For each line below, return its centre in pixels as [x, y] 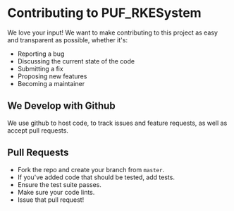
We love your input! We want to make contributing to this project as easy [113, 32]
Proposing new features [52, 76]
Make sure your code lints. [56, 192]
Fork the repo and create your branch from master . [91, 169]
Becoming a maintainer [51, 83]
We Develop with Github [61, 106]
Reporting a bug [41, 54]
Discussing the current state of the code [76, 61]
